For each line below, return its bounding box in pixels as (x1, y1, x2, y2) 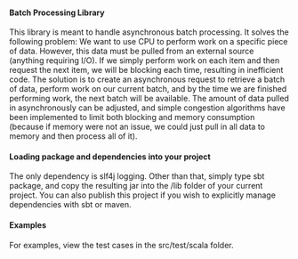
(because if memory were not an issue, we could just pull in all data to (9, 121, 265, 133)
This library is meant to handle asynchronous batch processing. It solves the (9, 27, 289, 37)
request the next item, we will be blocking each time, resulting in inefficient (9, 65, 284, 76)
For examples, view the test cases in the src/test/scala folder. (9, 239, 234, 250)
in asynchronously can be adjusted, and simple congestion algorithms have (9, 102, 286, 113)
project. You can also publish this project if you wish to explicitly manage (9, 190, 276, 200)
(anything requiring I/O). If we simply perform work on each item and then (9, 55, 280, 66)
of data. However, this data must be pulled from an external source (9, 45, 254, 57)
